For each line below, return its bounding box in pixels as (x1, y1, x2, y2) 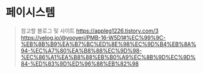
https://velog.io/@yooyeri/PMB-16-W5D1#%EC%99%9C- (20, 34, 166, 41)
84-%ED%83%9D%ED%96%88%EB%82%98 (20, 60, 139, 67)
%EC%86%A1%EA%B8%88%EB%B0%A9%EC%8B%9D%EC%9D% (20, 53, 196, 61)
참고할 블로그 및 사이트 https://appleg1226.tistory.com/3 (20, 27, 159, 34)
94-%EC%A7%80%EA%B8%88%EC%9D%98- (20, 47, 142, 54)
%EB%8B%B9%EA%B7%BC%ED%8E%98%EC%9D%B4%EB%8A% (20, 40, 197, 48)
